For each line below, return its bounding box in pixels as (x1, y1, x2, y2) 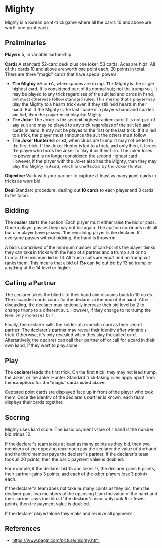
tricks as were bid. (5, 178, 42, 183)
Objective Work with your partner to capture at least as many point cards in (5, 172, 156, 178)
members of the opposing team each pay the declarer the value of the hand (5, 446, 157, 452)
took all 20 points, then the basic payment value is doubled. (5, 456, 125, 462)
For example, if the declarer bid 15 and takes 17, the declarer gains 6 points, (5, 466, 156, 471)
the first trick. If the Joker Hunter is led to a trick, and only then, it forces (12, 142, 157, 149)
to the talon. (5, 192, 29, 198)
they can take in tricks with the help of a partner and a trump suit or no (5, 249, 146, 255)
